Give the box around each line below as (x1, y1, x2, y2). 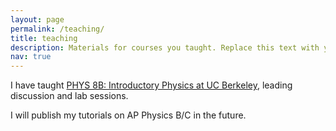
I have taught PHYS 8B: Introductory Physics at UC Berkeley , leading (10, 79, 293, 91)
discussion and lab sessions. (10, 90, 129, 102)
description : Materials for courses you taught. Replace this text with (10, 42, 320, 53)
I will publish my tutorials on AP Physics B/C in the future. (10, 109, 247, 121)
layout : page (10, 14, 65, 25)
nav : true (10, 52, 52, 62)
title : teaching (10, 33, 78, 43)
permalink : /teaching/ (10, 24, 105, 34)
